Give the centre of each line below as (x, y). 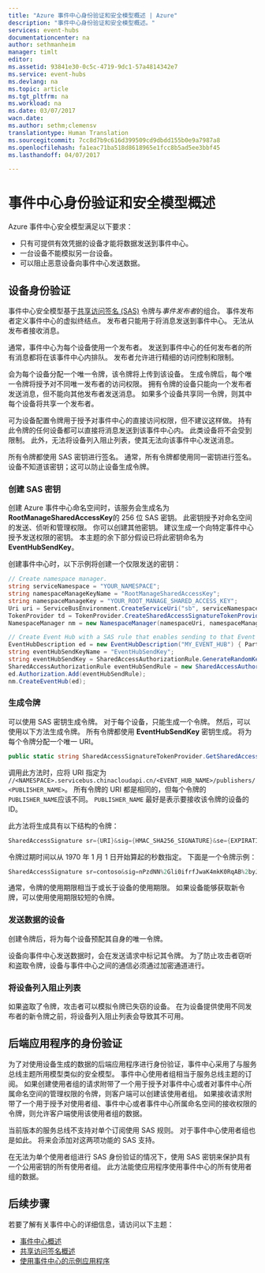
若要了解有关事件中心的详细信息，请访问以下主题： (91, 1224)
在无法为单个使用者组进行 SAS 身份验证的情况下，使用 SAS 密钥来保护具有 (129, 1156)
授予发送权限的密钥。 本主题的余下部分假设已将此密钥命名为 (106, 537)
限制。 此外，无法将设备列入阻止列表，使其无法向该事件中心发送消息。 (123, 440)
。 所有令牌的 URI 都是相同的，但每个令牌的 (135, 789)
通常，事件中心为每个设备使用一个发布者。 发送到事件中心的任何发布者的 (127, 347)
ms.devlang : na (33, 81)
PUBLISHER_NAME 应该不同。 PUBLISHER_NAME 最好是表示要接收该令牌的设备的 (129, 799)
